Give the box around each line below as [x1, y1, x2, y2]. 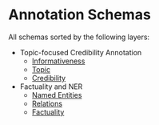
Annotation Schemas [8, 6, 152, 24]
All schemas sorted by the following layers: [8, 32, 150, 42]
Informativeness [31, 56, 85, 66]
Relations [31, 99, 62, 108]
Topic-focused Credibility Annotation [19, 47, 142, 57]
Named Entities [31, 90, 82, 99]
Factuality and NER [19, 82, 83, 91]
